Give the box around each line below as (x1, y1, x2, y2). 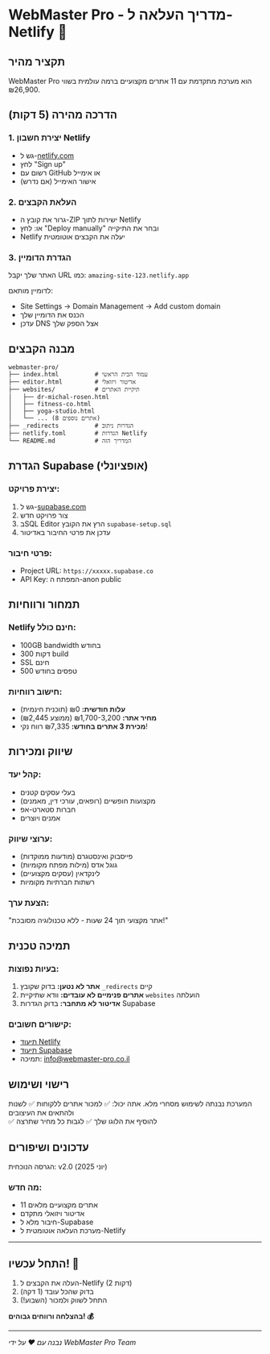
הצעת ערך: (8, 897, 50, 908)
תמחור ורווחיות (8, 598, 80, 612)
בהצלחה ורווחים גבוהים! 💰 (8, 1311, 94, 1321)
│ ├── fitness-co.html (8, 401, 92, 409)
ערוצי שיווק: (8, 833, 53, 844)
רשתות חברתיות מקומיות (19, 877, 95, 887)
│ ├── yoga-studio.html (8, 407, 95, 416)
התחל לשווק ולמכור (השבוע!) (19, 1295, 108, 1305)
